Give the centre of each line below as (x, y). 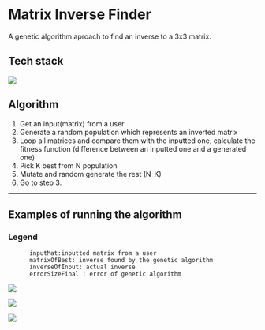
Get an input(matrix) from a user (72, 123)
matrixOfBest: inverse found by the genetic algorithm (121, 261)
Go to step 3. (41, 182)
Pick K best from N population (68, 165)
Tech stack (36, 61)
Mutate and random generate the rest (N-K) (90, 174)
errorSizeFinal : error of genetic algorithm (105, 274)
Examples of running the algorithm (95, 214)
